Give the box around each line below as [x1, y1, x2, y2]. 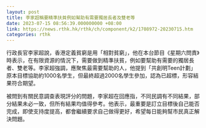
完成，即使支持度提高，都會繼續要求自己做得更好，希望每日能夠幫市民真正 [6, 108, 194, 115]
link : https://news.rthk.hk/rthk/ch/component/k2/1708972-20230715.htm [6, 26, 193, 32]
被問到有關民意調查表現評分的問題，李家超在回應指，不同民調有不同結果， [6, 93, 194, 100]
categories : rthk [6, 32, 51, 38]
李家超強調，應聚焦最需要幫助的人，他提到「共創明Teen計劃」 [38, 65, 196, 72]
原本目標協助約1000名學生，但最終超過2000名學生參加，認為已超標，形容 [6, 72, 194, 79]
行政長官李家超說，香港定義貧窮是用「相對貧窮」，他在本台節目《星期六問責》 [6, 49, 200, 57]
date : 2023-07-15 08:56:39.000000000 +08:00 [6, 20, 122, 26]
